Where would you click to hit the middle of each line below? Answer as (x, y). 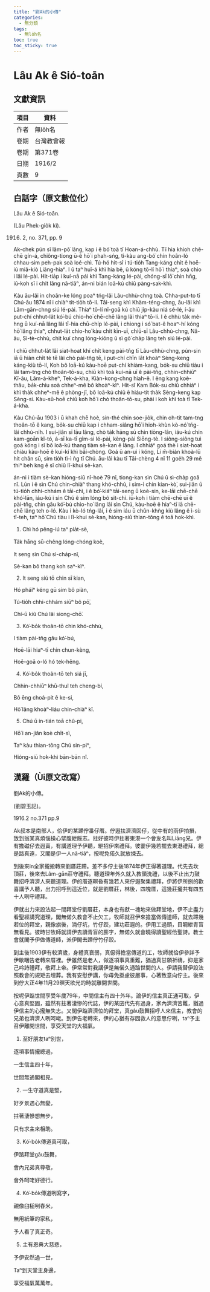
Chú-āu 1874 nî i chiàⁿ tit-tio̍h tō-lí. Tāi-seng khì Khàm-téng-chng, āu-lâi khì (107, 302)
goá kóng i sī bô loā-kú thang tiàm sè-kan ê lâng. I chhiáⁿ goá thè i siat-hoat (108, 445)
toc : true (26, 40)
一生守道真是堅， (43, 1090)
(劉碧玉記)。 (29, 806)
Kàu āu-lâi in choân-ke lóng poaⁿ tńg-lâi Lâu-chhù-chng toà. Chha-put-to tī (107, 295)
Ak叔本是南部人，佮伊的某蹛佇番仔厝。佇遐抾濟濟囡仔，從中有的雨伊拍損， (107, 830)
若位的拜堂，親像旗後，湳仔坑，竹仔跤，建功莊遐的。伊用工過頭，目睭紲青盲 (109, 924)
